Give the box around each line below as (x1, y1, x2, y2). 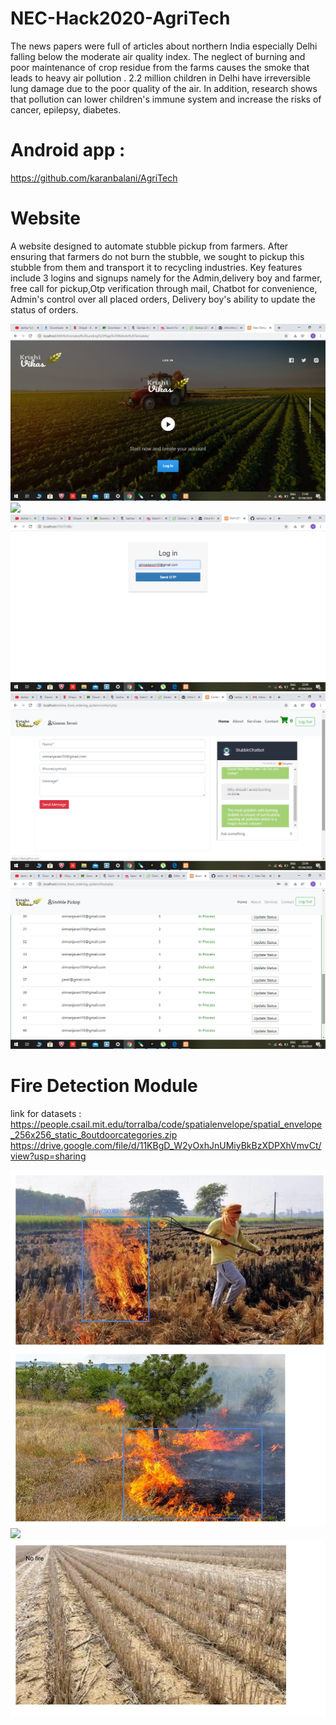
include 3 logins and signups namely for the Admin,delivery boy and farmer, (10, 272, 323, 284)
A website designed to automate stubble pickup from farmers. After (10, 240, 289, 252)
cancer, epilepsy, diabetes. (10, 103, 122, 116)
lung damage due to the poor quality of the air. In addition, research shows (10, 82, 318, 94)
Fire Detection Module (10, 1075, 198, 1097)
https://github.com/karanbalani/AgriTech (10, 172, 178, 184)
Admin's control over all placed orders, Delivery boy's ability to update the (10, 293, 316, 305)
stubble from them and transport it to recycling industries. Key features (10, 261, 303, 273)
